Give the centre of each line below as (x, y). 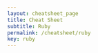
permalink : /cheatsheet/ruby (49, 33)
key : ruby (21, 39)
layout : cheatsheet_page (43, 13)
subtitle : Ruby (29, 26)
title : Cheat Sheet (35, 20)
